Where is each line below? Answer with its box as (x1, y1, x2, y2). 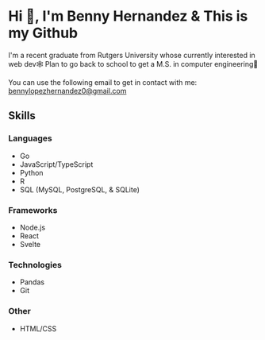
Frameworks (8, 204, 58, 215)
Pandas (19, 277, 45, 287)
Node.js (19, 222, 46, 232)
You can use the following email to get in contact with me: (8, 77, 198, 87)
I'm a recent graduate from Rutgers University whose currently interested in (8, 50, 255, 60)
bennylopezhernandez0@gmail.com (8, 86, 127, 95)
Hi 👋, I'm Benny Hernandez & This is (8, 7, 248, 25)
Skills (8, 109, 36, 122)
